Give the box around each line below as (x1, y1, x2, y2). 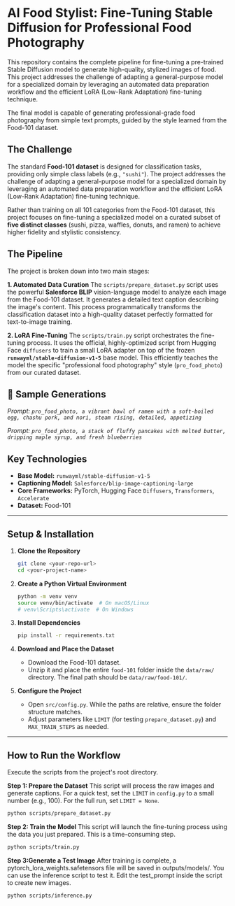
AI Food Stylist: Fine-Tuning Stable (7, 5, 213, 21)
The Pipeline (7, 248, 63, 260)
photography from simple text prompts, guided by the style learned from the (7, 115, 227, 124)
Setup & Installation (7, 528, 94, 540)
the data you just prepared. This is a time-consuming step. (7, 830, 176, 838)
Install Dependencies (17, 618, 80, 627)
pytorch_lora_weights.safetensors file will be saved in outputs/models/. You (7, 863, 225, 872)
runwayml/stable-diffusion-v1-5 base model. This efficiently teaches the (7, 353, 218, 362)
